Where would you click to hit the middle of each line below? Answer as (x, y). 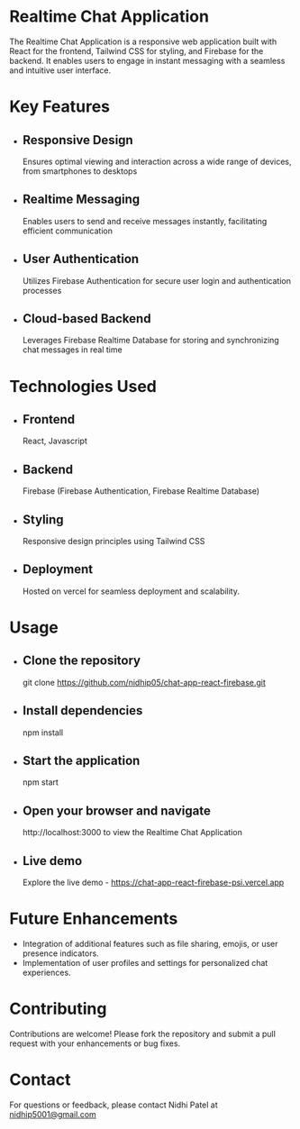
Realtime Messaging (81, 200)
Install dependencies (82, 710)
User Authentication (81, 259)
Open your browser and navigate (117, 810)
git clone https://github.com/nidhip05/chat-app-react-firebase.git (144, 682)
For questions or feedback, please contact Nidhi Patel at (114, 1105)
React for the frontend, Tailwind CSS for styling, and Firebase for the (136, 50)
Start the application (81, 761)
